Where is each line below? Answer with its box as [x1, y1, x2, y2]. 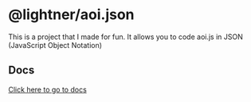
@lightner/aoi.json [8, 6, 135, 24]
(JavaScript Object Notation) [8, 40, 102, 49]
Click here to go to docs [8, 84, 88, 94]
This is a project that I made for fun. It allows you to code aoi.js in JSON [8, 32, 243, 41]
